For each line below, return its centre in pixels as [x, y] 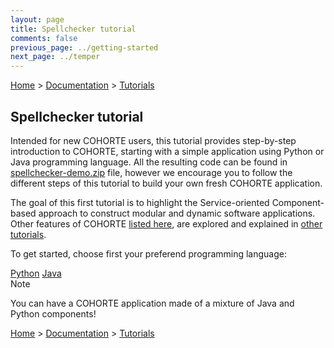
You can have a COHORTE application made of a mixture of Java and [152, 303]
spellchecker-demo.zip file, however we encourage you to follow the [151, 172]
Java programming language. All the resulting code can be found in [149, 162]
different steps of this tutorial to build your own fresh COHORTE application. [166, 183]
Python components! [53, 313]
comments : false [44, 38]
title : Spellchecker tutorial [73, 29]
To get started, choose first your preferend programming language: [149, 253]
